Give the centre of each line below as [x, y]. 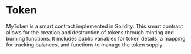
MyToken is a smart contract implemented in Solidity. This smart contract [95, 26]
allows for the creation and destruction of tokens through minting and [90, 32]
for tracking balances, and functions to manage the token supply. [85, 45]
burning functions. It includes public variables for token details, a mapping [96, 38]
